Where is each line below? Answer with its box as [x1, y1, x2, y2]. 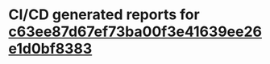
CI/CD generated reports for [8, 6, 200, 24]
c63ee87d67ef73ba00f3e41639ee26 [8, 22, 262, 41]
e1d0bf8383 [8, 40, 93, 58]
